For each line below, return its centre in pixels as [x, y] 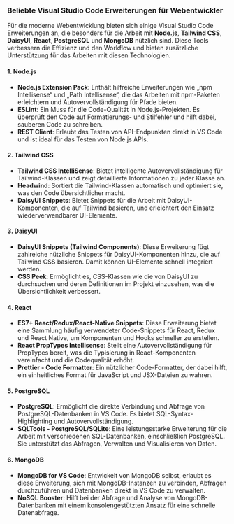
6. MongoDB [25, 460]
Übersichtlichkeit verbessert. [59, 291]
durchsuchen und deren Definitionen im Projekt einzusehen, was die [116, 284]
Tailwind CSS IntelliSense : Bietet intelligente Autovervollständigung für [120, 171]
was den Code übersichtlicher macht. [71, 193]
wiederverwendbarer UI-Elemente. [67, 215]
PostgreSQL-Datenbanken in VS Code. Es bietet [86, 414]
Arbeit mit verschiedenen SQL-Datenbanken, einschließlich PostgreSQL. [121, 437]
